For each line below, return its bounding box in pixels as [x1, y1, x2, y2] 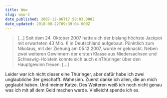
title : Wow [5, 7, 28, 12]
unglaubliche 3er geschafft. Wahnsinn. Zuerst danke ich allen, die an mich [5, 76, 157, 82]
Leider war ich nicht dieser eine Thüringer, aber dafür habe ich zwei [5, 71, 145, 77]
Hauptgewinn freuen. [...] [17, 61, 69, 67]
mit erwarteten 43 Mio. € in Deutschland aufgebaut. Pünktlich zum [17, 40, 155, 46]
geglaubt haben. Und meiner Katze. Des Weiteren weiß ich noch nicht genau [5, 82, 162, 88]
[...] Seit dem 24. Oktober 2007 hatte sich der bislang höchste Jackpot [17, 35, 163, 41]
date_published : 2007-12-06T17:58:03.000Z [5, 16, 95, 21]
